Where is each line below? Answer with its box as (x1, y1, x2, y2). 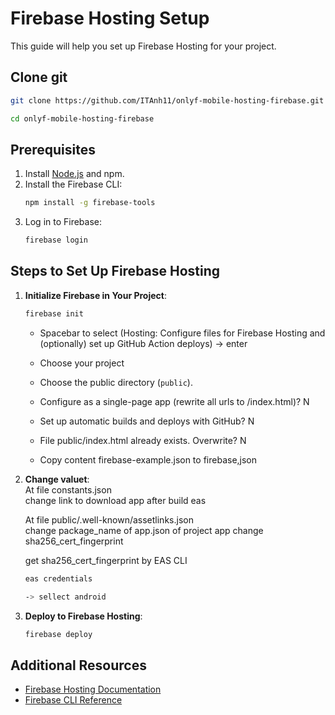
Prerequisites (10, 141, 96, 158)
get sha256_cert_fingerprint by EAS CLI (24, 554, 188, 566)
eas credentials (24, 573, 93, 584)
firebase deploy (24, 629, 93, 639)
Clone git (10, 69, 68, 86)
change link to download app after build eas (24, 494, 207, 506)
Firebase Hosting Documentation (24, 683, 162, 696)
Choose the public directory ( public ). (39, 376, 193, 388)
